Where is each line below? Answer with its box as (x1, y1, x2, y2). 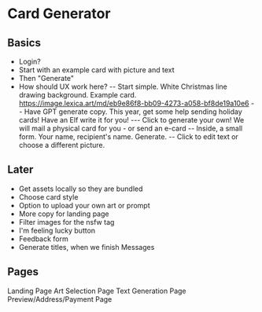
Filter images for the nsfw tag (18, 217, 115, 226)
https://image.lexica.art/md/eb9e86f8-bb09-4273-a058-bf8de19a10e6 (18, 99, 249, 108)
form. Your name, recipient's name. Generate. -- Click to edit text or (18, 132, 239, 141)
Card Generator (7, 5, 111, 23)
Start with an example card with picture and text (18, 65, 175, 75)
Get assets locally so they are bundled (18, 184, 143, 193)
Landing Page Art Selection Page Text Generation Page (7, 286, 186, 295)
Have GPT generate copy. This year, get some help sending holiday (24, 107, 243, 116)
